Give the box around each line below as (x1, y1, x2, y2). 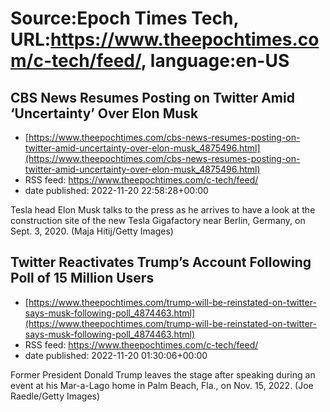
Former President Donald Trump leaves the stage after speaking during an (10, 368, 316, 381)
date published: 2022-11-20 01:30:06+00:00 (24, 349, 208, 361)
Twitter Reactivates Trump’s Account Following (10, 254, 312, 271)
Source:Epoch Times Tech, (10, 7, 239, 30)
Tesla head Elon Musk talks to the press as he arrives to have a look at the (10, 204, 316, 216)
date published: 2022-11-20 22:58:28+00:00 (24, 185, 209, 196)
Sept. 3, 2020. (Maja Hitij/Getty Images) (10, 225, 174, 237)
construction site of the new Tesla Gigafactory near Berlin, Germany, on (10, 215, 306, 226)
